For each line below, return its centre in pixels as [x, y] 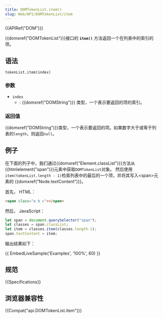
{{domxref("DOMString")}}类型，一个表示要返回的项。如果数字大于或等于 [79, 128]
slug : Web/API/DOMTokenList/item [39, 14]
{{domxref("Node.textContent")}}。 [50, 181]
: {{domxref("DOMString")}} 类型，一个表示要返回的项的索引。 [82, 102]
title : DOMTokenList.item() [34, 9]
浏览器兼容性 [24, 298]
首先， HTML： [20, 192]
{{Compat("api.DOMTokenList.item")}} [44, 310]
